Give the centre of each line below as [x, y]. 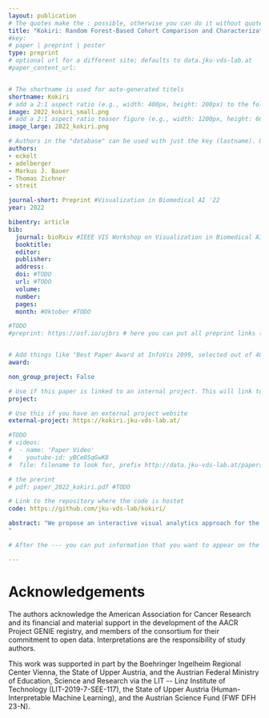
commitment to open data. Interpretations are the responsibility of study [127, 639]
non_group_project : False [51, 377]
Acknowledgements [77, 592]
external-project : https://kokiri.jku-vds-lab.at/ [94, 421]
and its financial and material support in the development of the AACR [123, 623]
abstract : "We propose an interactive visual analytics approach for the [134, 523]
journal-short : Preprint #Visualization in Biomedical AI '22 [114, 200]
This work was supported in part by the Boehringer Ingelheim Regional [125, 664]
